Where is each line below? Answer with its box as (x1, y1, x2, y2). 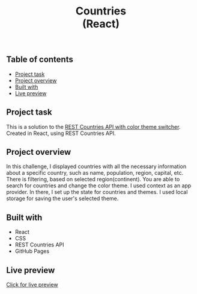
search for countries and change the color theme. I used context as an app (6, 182, 192, 189)
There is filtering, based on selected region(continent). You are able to (6, 176, 180, 183)
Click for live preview (6, 281, 58, 288)
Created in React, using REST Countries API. (6, 130, 116, 137)
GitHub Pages (14, 248, 50, 255)
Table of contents (6, 54, 73, 64)
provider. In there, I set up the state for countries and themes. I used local (6, 189, 188, 196)
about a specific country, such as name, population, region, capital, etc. (6, 169, 184, 177)
